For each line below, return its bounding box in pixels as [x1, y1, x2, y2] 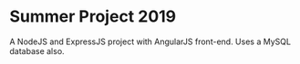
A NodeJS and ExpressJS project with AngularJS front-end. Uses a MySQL [9, 36, 292, 47]
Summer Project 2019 [9, 6, 177, 27]
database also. [9, 45, 66, 56]
